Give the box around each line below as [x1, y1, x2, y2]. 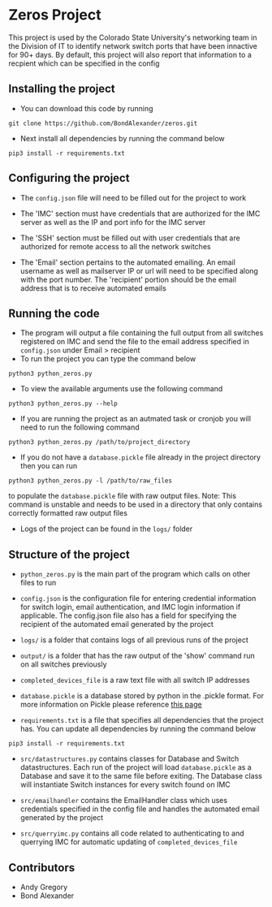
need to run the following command [19, 422, 140, 432]
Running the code [8, 306, 100, 320]
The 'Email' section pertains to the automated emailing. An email [19, 257, 235, 267]
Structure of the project [8, 547, 130, 561]
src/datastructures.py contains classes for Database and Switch [19, 754, 240, 764]
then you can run [19, 461, 78, 471]
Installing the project [8, 82, 115, 96]
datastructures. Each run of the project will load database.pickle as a [19, 762, 252, 772]
